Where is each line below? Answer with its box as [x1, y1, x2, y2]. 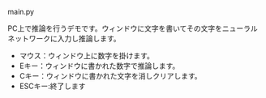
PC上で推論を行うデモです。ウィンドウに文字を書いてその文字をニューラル [7, 23, 258, 33]
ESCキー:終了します [19, 81, 86, 91]
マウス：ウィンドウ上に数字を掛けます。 [19, 51, 155, 60]
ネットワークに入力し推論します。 [7, 34, 121, 43]
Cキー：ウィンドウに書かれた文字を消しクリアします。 [19, 71, 202, 80]
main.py [7, 7, 34, 16]
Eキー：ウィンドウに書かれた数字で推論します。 [19, 61, 180, 70]
